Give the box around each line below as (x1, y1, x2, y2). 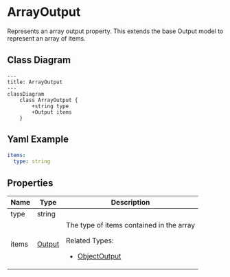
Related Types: (66, 236, 114, 245)
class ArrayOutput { (19, 96, 78, 103)
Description (111, 198, 150, 207)
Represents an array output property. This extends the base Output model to (7, 27, 224, 35)
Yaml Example (7, 134, 69, 145)
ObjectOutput (78, 252, 122, 261)
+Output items (32, 108, 72, 116)
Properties (7, 177, 54, 189)
